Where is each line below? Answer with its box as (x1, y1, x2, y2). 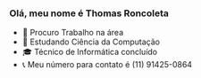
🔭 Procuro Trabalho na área (21, 27, 124, 38)
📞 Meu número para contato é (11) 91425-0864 (21, 59, 193, 70)
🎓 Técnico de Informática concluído (21, 47, 158, 58)
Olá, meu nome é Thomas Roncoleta (9, 7, 170, 19)
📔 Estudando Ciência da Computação (21, 36, 161, 47)
